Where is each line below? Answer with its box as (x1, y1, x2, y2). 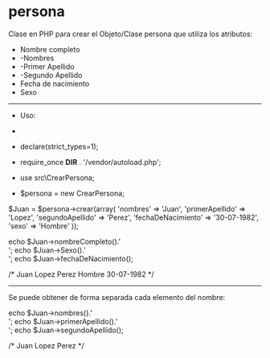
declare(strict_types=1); (19, 142, 99, 151)
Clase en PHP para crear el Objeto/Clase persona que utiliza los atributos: (8, 29, 253, 39)
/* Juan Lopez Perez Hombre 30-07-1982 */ (8, 269, 154, 279)
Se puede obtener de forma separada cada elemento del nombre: (8, 292, 226, 302)
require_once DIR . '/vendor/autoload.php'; (19, 157, 162, 167)
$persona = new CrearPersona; (19, 188, 125, 198)
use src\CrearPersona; (19, 172, 95, 183)
